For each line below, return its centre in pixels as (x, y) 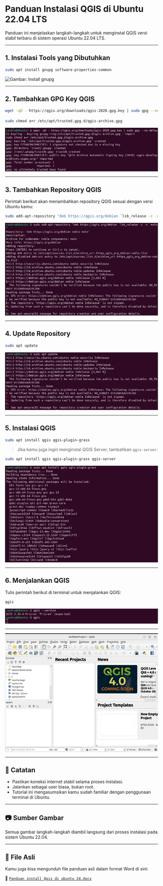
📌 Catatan (20, 770)
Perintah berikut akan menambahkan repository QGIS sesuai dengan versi (79, 201)
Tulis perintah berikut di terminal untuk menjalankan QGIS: (63, 592)
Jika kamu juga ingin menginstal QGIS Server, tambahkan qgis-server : (87, 449)
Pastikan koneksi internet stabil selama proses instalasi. (68, 782)
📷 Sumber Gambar (34, 818)
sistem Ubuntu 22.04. (27, 837)
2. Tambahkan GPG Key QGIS (50, 99)
